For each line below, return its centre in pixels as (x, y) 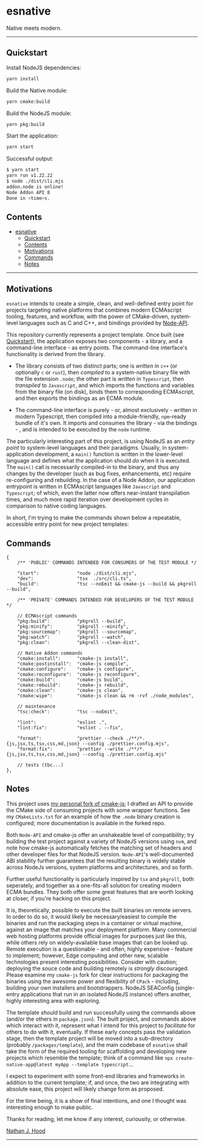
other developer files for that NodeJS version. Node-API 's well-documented (100, 854)
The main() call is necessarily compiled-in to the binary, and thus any (93, 467)
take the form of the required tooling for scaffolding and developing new (97, 1051)
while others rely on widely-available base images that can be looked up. (97, 942)
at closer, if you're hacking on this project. (59, 898)
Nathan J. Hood (26, 1131)
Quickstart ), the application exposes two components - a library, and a (95, 341)
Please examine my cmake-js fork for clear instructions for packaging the (97, 974)
